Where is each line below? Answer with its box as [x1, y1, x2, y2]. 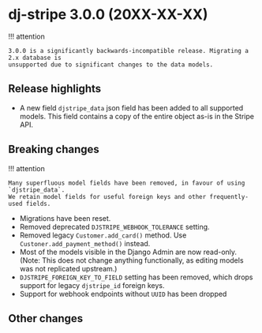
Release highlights [8, 82, 102, 95]
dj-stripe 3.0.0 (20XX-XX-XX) [8, 6, 208, 24]
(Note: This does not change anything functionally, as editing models [19, 255, 244, 265]
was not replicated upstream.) [19, 264, 118, 273]
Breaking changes [8, 143, 100, 156]
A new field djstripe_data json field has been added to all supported [19, 103, 244, 112]
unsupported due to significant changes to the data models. [8, 61, 214, 69]
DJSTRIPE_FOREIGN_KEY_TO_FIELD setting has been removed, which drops [19, 272, 254, 282]
